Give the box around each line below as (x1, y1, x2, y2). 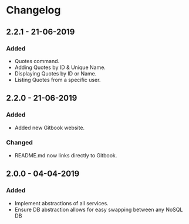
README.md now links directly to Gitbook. (14, 151, 117, 158)
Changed (6, 139, 33, 147)
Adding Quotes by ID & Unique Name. (14, 64, 106, 71)
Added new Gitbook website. (14, 124, 85, 131)
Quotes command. (14, 57, 60, 64)
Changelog (6, 4, 61, 17)
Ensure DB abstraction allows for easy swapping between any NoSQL (14, 206, 183, 213)
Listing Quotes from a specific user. (14, 76, 101, 83)
